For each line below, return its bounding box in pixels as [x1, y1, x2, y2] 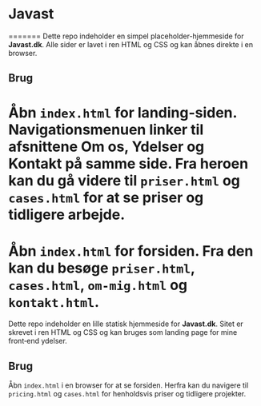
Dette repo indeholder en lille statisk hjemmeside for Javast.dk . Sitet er [8, 319, 244, 328]
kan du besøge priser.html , [8, 259, 195, 277]
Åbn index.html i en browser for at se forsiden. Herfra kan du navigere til [8, 380, 249, 390]
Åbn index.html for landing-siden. [8, 103, 238, 121]
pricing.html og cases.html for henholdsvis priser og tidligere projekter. [8, 389, 247, 399]
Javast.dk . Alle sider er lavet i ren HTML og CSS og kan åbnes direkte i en [8, 39, 254, 49]
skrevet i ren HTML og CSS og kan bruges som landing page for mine [8, 328, 238, 337]
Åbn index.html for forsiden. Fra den [8, 241, 254, 260]
